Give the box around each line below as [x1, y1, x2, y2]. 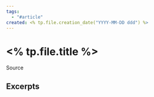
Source [6, 64, 24, 71]
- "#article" [11, 14, 43, 20]
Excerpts [6, 81, 40, 91]
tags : [6, 8, 19, 15]
